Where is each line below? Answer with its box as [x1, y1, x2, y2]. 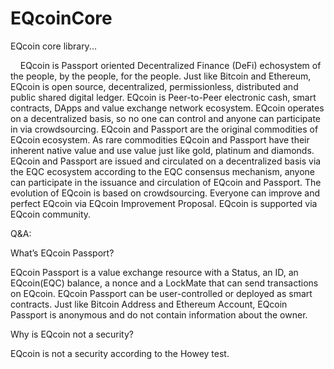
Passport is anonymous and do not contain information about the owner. [10, 308, 308, 321]
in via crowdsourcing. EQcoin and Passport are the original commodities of [10, 123, 319, 135]
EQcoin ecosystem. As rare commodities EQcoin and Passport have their [10, 133, 310, 146]
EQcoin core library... [10, 40, 97, 52]
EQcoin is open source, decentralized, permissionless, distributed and [10, 80, 299, 92]
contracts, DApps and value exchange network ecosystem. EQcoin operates [10, 102, 325, 114]
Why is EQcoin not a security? [10, 328, 134, 340]
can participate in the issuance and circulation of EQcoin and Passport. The [10, 176, 322, 188]
